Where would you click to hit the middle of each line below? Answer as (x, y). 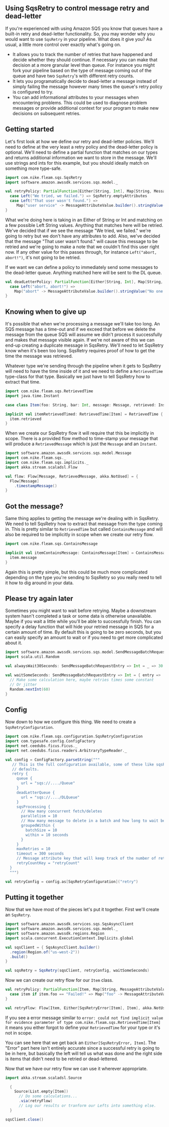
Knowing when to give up (46, 312)
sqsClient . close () (24, 1119)
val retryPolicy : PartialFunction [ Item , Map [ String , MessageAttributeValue (86, 990)
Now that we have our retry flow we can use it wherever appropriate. (76, 1068)
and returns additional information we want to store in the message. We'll (81, 157)
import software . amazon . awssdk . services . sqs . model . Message (68, 453)
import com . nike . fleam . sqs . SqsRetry (44, 177)
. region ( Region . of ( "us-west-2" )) (45, 952)
